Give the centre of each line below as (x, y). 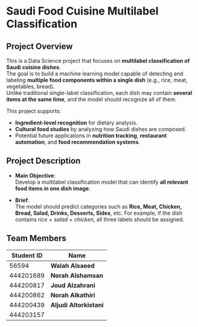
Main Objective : (35, 175)
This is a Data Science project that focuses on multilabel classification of (98, 61)
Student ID (27, 255)
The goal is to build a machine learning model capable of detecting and (95, 73)
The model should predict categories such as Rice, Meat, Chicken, (98, 206)
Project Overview (40, 46)
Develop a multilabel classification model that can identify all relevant (101, 182)
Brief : (22, 200)
